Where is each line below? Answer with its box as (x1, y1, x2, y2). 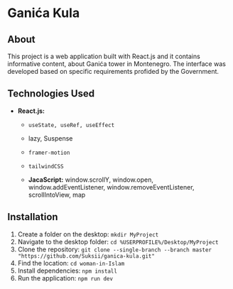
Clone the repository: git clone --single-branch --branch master (17, 245, 212, 253)
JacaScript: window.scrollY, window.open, (28, 175, 154, 184)
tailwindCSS (28, 163, 64, 170)
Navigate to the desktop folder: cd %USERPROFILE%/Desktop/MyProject (17, 237, 219, 246)
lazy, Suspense (28, 133, 73, 143)
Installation (7, 211, 58, 223)
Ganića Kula (7, 5, 80, 21)
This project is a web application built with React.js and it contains (7, 52, 200, 60)
